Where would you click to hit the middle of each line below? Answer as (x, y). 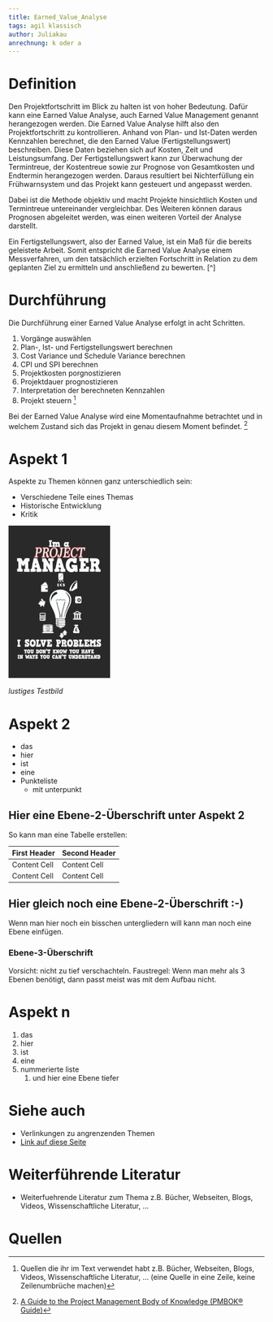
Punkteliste (39, 781)
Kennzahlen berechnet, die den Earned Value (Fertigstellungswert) (120, 141)
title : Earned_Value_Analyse (58, 17)
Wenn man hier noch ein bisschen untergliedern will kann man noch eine (130, 923)
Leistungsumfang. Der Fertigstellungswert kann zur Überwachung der (126, 158)
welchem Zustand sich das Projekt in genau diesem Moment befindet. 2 (128, 425)
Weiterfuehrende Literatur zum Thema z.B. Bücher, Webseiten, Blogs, (136, 1197)
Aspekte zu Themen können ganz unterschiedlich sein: (100, 481)
